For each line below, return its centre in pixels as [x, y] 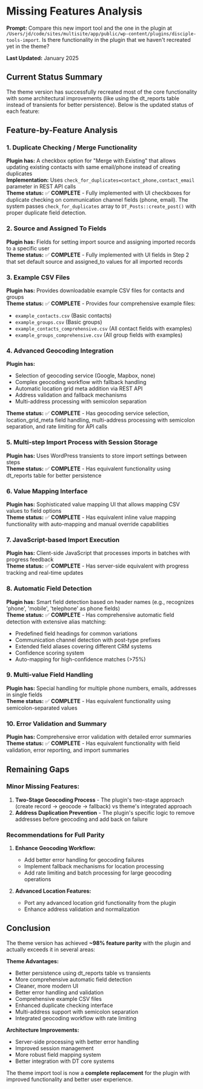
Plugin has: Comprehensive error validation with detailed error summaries [99, 737]
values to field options [34, 510]
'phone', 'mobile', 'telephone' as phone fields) [63, 608]
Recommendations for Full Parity [55, 835]
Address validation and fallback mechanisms [71, 395]
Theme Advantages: [33, 961]
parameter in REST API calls [41, 187]
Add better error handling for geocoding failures [84, 860]
